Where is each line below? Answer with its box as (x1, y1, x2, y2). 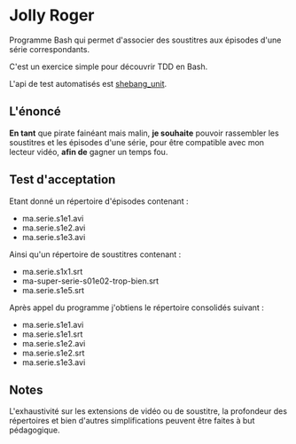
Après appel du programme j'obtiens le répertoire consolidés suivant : (9, 302, 264, 313)
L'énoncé (9, 104, 62, 120)
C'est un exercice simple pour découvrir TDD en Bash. (9, 61, 208, 72)
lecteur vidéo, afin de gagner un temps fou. (9, 146, 168, 157)
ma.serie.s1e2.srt (21, 347, 85, 358)
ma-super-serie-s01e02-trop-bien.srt (21, 276, 160, 286)
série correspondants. (9, 43, 90, 54)
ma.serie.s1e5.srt (21, 284, 85, 295)
